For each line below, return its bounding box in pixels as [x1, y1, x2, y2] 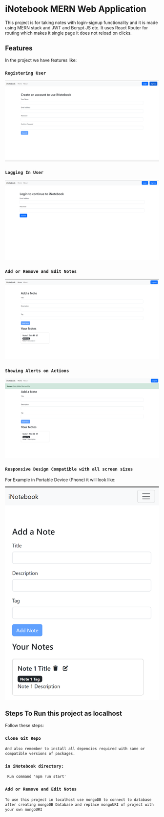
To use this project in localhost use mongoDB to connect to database [5, 797, 152, 802]
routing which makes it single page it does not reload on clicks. [5, 30, 132, 36]
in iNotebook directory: [5, 764, 64, 769]
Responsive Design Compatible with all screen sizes [5, 466, 133, 472]
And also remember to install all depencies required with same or [5, 747, 145, 751]
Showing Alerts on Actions [5, 368, 69, 374]
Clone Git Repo [5, 735, 41, 741]
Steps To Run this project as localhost [5, 709, 122, 718]
